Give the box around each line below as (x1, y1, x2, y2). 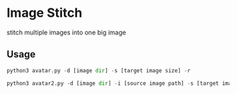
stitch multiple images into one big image (6, 28, 127, 36)
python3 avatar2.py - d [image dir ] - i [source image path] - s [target (6, 79, 219, 87)
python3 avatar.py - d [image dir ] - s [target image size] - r (6, 67, 191, 74)
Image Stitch (6, 5, 83, 21)
